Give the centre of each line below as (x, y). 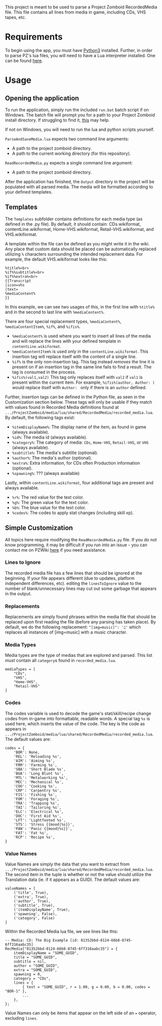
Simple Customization (39, 528)
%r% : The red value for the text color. (48, 497)
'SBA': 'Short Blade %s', (40, 769)
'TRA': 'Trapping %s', (37, 803)
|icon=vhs (15, 285)
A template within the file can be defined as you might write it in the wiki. (77, 244)
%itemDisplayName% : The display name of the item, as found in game (79, 427)
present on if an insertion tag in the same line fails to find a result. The (82, 367)
